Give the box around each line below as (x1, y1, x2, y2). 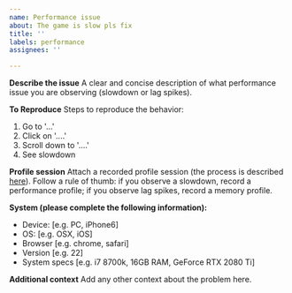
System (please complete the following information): (9, 202, 208, 213)
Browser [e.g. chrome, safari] (21, 238, 130, 249)
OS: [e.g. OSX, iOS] (21, 229, 93, 239)
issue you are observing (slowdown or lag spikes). (9, 87, 193, 98)
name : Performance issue (9, 12, 101, 22)
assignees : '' (9, 46, 62, 55)
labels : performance (9, 37, 86, 47)
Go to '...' (21, 121, 55, 132)
